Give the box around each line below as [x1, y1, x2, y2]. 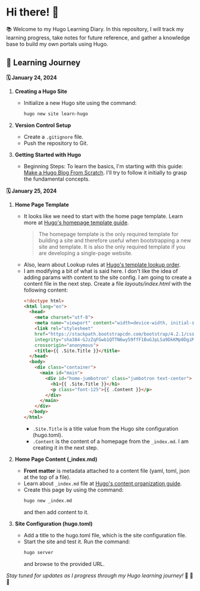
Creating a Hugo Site [14, 88, 67, 95]
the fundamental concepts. [23, 175, 90, 182]
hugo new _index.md [23, 497, 73, 503]
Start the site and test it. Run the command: [23, 538, 130, 545]
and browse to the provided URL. [23, 560, 105, 567]
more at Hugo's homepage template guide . [23, 219, 129, 226]
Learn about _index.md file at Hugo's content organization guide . [23, 479, 182, 487]
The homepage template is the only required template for [38, 230, 179, 237]
